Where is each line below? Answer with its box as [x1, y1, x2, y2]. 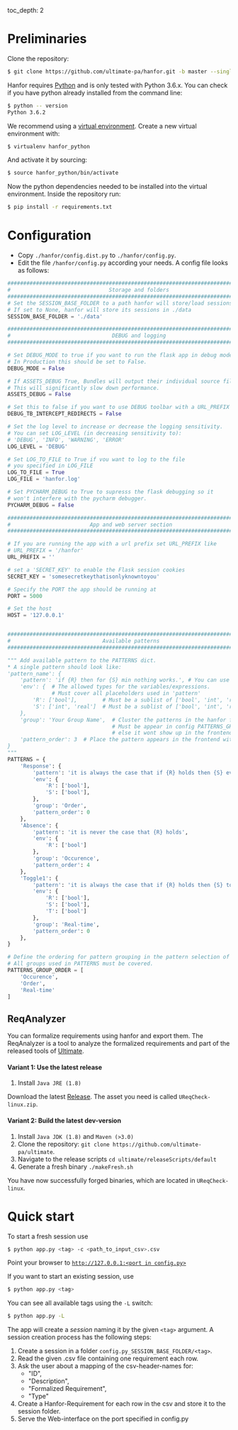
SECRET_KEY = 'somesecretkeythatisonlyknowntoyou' [7, 573, 160, 580]
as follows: [17, 266, 50, 275]
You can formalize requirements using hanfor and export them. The [7, 1032, 204, 1040]
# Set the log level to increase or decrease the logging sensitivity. [7, 423, 223, 430]
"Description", [28, 1377, 69, 1385]
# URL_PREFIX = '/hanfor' [7, 547, 84, 555]
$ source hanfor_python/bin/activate [7, 170, 119, 177]
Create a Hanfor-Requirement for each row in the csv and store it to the [17, 1399, 226, 1408]
